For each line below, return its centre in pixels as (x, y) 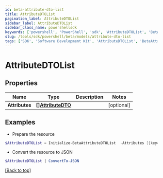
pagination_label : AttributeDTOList (42, 18)
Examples (20, 122)
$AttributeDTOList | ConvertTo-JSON (42, 161)
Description (90, 97)
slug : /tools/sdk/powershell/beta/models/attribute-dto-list (68, 37)
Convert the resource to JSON (42, 152)
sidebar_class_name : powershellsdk (41, 28)
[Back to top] (18, 170)
